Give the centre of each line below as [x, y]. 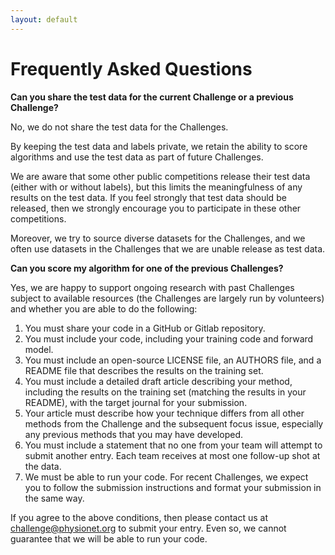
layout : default [44, 19]
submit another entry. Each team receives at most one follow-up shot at [172, 455]
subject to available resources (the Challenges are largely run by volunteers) [167, 298]
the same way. [54, 498]
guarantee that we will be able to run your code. [109, 538]
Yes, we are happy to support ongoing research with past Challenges [152, 287]
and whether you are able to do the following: [104, 308]
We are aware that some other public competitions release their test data [160, 176]
